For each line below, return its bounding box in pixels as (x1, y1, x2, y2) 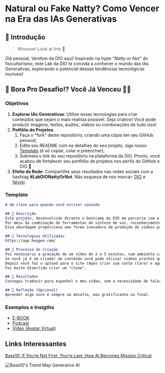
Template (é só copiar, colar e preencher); (19, 148, 105, 154)
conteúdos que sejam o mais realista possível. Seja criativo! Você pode (12, 116, 156, 122)
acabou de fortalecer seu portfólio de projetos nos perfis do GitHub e (19, 158, 160, 164)
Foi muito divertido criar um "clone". (5, 266, 87, 270)
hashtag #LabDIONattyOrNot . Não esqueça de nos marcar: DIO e (12, 174, 146, 180)
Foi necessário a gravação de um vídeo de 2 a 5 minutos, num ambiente (5, 251, 155, 257)
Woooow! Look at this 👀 (17, 46, 65, 52)
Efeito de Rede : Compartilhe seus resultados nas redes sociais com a (12, 168, 153, 174)
